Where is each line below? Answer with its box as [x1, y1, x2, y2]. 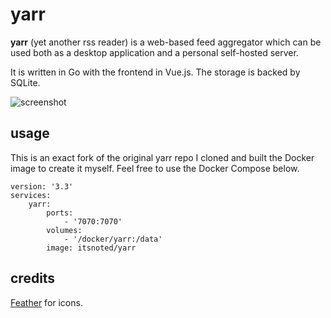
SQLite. [10, 76, 41, 88]
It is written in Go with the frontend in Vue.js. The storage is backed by [10, 66, 301, 78]
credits [10, 270, 56, 287]
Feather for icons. [10, 296, 83, 308]
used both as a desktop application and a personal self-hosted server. [10, 46, 299, 58]
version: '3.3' [10, 181, 74, 192]
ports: [46, 208, 74, 218]
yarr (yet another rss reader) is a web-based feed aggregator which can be [10, 36, 322, 48]
